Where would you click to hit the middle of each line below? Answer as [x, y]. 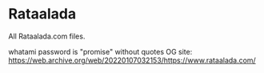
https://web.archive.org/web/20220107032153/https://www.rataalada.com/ [132, 60]
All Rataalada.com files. [47, 36]
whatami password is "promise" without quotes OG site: [100, 51]
